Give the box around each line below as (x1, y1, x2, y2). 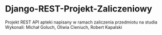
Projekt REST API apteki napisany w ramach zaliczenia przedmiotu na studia (5, 19, 158, 25)
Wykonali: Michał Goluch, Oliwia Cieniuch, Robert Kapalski (5, 24, 123, 30)
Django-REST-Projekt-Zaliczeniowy (5, 3, 152, 14)
